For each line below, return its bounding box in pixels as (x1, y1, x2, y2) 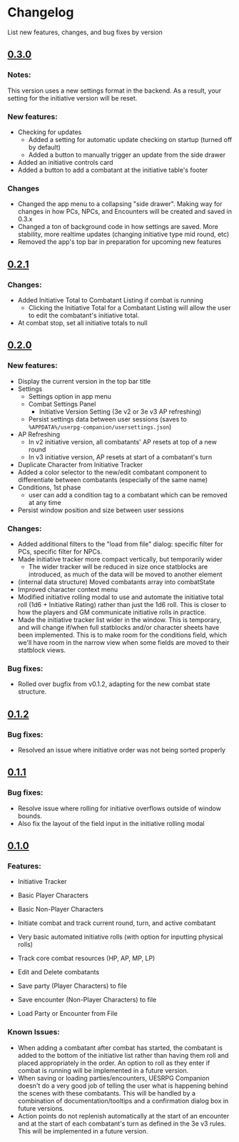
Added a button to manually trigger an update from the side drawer (28, 151, 226, 159)
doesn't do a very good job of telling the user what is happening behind (17, 1081, 228, 1090)
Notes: (7, 70, 31, 80)
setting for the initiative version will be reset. (7, 93, 138, 102)
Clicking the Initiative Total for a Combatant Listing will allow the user (28, 303, 231, 312)
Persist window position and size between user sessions (17, 506, 184, 514)
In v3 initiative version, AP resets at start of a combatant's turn (28, 452, 213, 461)
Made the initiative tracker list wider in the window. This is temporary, (17, 615, 222, 624)
